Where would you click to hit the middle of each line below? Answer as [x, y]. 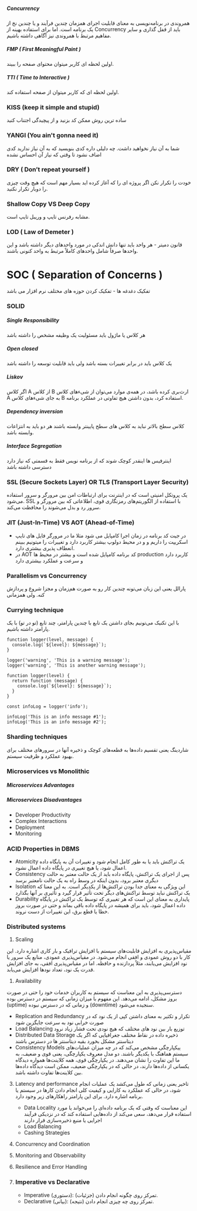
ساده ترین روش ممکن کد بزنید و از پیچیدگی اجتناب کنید [67, 120]
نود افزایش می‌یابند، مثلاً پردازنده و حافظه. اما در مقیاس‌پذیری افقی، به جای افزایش [97, 964]
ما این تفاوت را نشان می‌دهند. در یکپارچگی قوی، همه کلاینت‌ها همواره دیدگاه [97, 1060]
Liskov [15, 377]
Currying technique [35, 610]
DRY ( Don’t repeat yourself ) [48, 169]
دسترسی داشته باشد [29, 467]
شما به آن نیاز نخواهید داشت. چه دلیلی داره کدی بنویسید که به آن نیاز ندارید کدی [93, 148]
